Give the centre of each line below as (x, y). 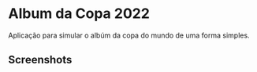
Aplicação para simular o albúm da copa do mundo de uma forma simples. (129, 35)
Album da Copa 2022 (79, 14)
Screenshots (40, 60)
